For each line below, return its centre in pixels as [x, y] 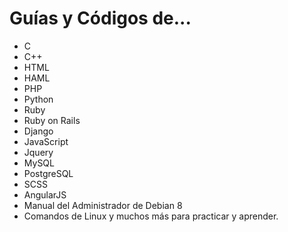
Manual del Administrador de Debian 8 [103, 205]
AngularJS [45, 194]
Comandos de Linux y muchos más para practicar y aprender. [151, 216]
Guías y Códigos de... [100, 18]
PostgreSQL [48, 173]
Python [38, 99]
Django [38, 131]
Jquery [38, 152]
